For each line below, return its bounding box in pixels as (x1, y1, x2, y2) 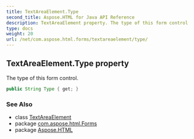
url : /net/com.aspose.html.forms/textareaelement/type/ (6, 36, 148, 42)
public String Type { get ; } (6, 86, 79, 92)
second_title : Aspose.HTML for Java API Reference (6, 14, 135, 20)
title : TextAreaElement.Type (6, 8, 79, 15)
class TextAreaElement (14, 113, 72, 121)
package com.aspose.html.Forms (14, 120, 97, 127)
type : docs (6, 25, 33, 32)
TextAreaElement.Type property (6, 58, 130, 69)
